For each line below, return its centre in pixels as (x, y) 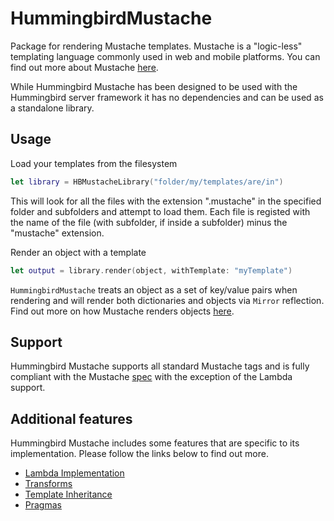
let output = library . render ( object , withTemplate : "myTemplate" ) (151, 270)
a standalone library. (52, 108)
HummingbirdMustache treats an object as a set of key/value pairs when (154, 289)
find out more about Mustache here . (84, 67)
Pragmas (43, 505)
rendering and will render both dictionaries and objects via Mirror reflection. (167, 300)
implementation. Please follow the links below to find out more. (139, 454)
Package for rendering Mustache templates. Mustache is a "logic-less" (156, 46)
